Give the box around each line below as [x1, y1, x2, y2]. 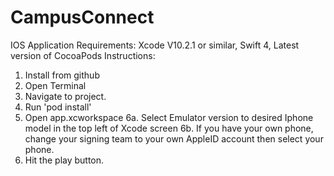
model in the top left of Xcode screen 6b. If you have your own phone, [24, 122, 314, 134]
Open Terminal [24, 79, 87, 91]
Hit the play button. [24, 154, 105, 166]
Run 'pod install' [24, 101, 92, 113]
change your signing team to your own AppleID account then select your [24, 132, 324, 145]
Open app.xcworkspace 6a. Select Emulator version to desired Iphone [24, 111, 314, 123]
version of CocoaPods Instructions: [10, 49, 156, 61]
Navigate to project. [24, 90, 107, 102]
